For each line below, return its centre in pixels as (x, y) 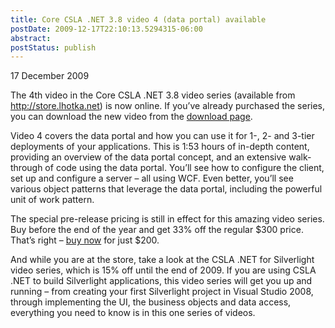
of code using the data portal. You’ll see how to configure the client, (184, 168)
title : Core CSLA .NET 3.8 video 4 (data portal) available (138, 19)
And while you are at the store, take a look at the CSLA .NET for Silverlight (162, 260)
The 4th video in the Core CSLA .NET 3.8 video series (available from (153, 95)
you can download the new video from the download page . (131, 117)
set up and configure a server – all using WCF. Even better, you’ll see (152, 178)
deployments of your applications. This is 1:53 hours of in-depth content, (160, 147)
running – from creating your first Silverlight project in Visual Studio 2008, (162, 292)
